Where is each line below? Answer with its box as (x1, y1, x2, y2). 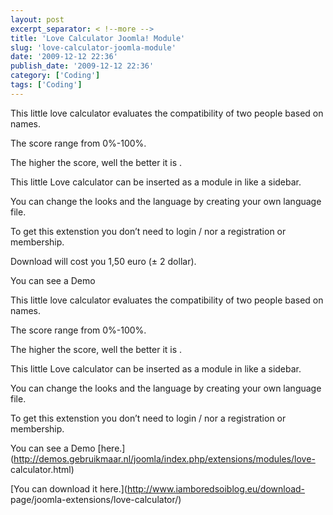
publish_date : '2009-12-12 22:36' (10, 61, 155, 71)
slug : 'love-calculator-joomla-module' (10, 42, 177, 53)
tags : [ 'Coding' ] (10, 80, 83, 90)
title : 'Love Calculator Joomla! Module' (10, 33, 186, 43)
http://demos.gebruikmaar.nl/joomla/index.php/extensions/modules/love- (13, 452, 316, 465)
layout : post (10, 14, 65, 25)
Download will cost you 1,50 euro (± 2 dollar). (10, 255, 197, 267)
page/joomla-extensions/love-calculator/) (10, 493, 182, 505)
